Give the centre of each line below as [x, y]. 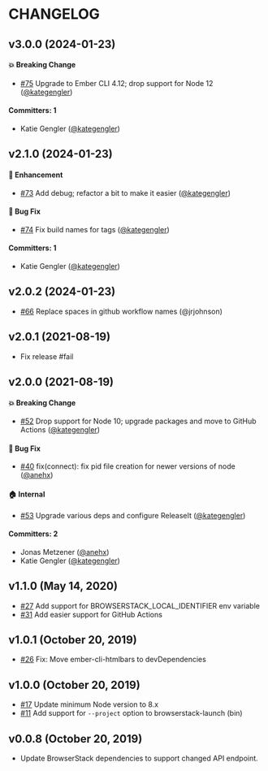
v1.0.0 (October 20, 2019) [74, 684]
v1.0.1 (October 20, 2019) [73, 640]
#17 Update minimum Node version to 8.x [89, 704]
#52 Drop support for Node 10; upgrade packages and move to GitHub [138, 421]
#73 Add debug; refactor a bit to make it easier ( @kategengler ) [125, 193]
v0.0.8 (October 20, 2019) [76, 739]
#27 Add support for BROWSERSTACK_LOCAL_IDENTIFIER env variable [140, 605]
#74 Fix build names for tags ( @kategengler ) [95, 229]
